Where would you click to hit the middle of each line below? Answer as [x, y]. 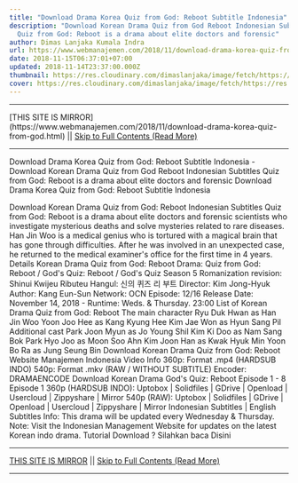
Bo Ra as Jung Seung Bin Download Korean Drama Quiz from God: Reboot [145, 350]
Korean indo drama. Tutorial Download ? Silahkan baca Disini [120, 435]
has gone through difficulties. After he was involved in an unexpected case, [147, 244]
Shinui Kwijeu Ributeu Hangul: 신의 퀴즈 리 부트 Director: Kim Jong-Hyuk [140, 283]
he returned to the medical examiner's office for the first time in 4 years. [141, 254]
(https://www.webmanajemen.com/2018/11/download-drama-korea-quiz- [143, 126]
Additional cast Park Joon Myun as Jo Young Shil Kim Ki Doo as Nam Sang [145, 331]
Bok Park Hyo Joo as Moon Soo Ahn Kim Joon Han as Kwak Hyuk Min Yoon [148, 340]
